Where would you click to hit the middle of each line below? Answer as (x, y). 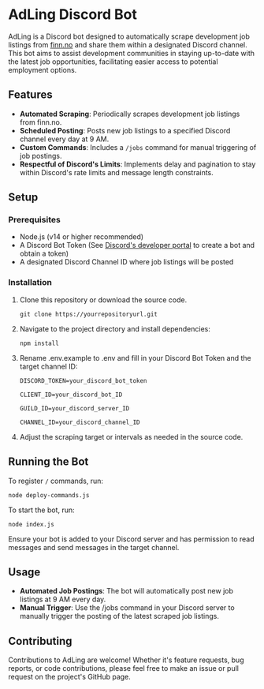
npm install (39, 343)
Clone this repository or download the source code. (103, 300)
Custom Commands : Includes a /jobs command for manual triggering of (138, 147)
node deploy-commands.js (49, 495)
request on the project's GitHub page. (70, 677)
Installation (30, 283)
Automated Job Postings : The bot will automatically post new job (126, 591)
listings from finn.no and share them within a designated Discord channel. (128, 44)
